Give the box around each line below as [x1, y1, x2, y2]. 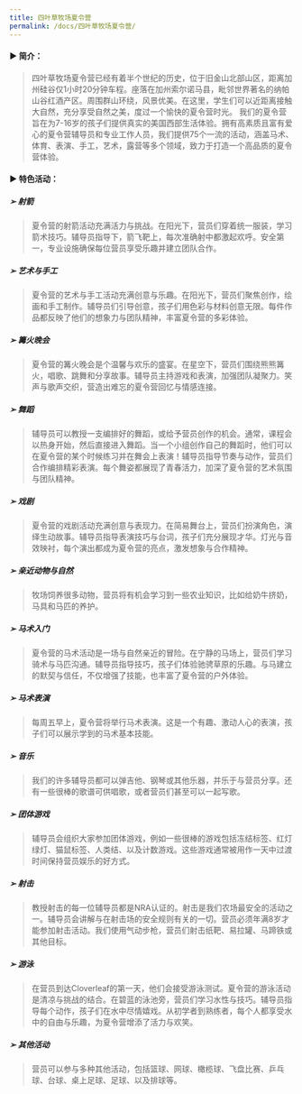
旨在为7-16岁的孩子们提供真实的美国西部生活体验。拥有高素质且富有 [31, 117, 286, 128]
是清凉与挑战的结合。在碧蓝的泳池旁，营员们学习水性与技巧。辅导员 [31, 994, 285, 1005]
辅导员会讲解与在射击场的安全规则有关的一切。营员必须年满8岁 [47, 913, 282, 924]
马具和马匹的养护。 [31, 601, 104, 611]
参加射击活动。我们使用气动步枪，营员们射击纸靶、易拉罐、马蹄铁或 [39, 924, 293, 935]
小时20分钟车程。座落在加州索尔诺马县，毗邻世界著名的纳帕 [66, 83, 290, 95]
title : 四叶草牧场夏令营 [9, 13, 92, 23]
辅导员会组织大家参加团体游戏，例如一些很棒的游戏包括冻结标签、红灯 [31, 832, 293, 843]
